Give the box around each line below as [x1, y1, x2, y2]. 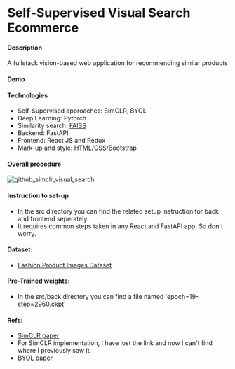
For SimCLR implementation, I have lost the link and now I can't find [17, 339, 213, 347]
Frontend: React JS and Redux [17, 137, 106, 145]
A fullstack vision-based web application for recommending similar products [7, 59, 228, 67]
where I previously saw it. [17, 347, 92, 355]
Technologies [7, 91, 48, 99]
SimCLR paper [17, 331, 60, 340]
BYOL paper [17, 354, 53, 362]
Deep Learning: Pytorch [17, 114, 86, 123]
